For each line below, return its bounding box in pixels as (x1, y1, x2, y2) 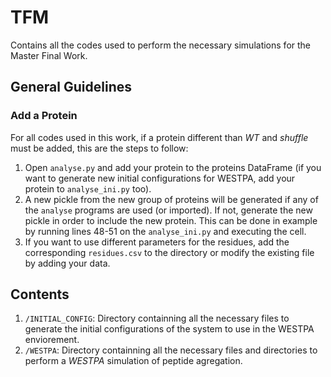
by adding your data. (24, 257, 111, 269)
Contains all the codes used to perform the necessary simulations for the (10, 39, 311, 51)
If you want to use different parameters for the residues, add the (24, 236, 290, 248)
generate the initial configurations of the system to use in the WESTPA (24, 323, 315, 335)
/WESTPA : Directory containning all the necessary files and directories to (24, 344, 318, 356)
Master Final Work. (10, 49, 88, 61)
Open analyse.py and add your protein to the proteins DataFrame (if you (24, 161, 322, 173)
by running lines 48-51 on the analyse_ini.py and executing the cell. (24, 225, 307, 237)
